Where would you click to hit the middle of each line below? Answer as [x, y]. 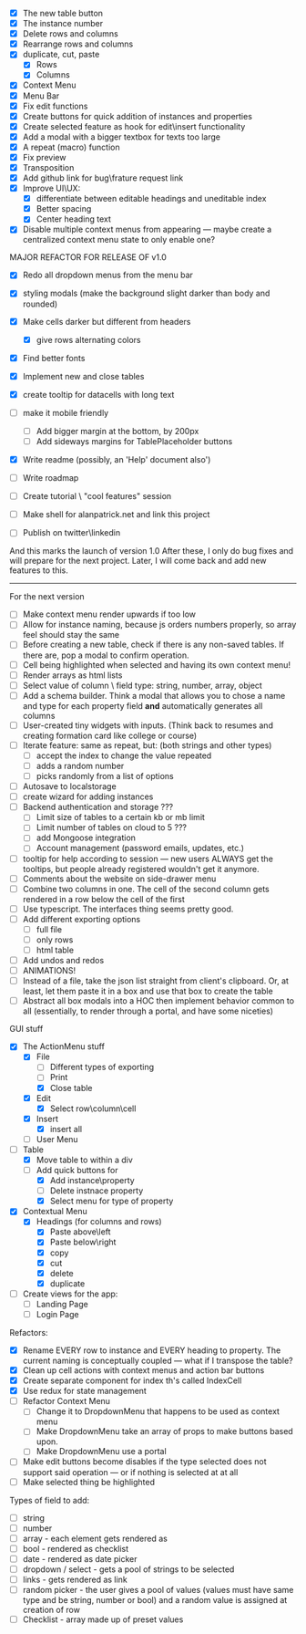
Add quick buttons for [77, 1170]
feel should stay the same [71, 635]
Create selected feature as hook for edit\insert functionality [134, 126]
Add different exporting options [82, 919]
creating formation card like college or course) [110, 735]
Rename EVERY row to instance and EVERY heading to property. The [152, 1350]
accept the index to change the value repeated [124, 755]
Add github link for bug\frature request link [103, 178]
